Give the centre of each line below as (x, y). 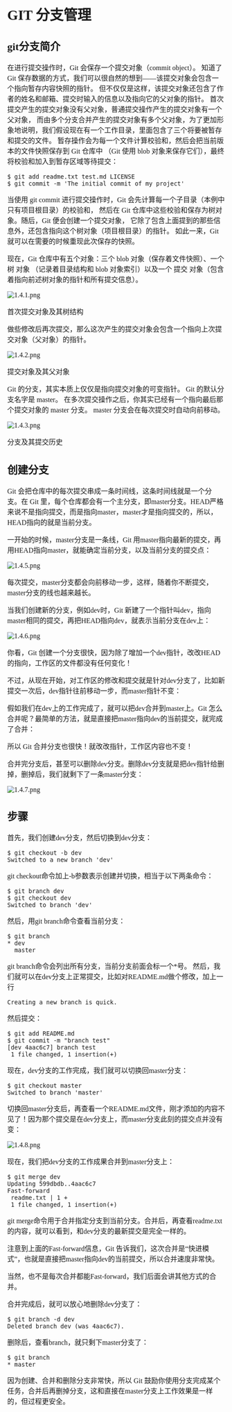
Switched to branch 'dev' (50, 905)
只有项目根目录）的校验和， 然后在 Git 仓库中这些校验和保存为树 (111, 211)
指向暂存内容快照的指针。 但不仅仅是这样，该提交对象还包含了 (116, 89)
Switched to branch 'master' (55, 1093)
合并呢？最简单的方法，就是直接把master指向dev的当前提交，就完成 (115, 719)
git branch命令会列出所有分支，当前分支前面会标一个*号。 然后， (110, 967)
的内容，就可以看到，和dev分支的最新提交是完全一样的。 (99, 1231)
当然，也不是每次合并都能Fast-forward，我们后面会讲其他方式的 (108, 1276)
